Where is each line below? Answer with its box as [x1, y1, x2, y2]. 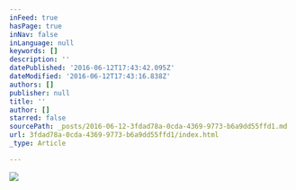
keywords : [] [9, 47, 58, 56]
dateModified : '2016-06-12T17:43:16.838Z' [9, 72, 171, 81]
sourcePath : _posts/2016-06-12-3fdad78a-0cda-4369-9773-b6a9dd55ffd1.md [9, 122, 288, 131]
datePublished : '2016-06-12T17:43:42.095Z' [9, 64, 175, 73]
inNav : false [9, 30, 58, 39]
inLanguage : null [9, 38, 75, 48]
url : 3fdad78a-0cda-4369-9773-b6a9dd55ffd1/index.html [9, 131, 220, 140]
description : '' [9, 55, 70, 64]
